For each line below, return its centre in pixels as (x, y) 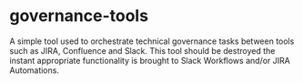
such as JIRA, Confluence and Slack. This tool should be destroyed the (142, 50)
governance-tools (79, 16)
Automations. (34, 70)
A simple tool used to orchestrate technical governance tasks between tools (152, 41)
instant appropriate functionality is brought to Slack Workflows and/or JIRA (150, 60)
